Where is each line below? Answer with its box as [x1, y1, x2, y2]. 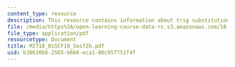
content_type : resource [7, 10, 77, 17]
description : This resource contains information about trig [7, 17, 190, 24]
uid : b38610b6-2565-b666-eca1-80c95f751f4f [7, 50, 136, 57]
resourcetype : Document [7, 36, 77, 43]
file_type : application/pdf [7, 29, 90, 37]
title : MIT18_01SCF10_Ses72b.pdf [7, 43, 105, 50]
